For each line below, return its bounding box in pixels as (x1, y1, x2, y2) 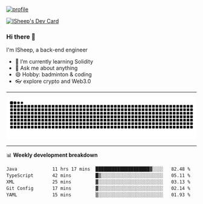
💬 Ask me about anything (14, 64, 78, 72)
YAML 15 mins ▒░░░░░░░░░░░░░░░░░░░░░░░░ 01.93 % (6, 191, 190, 198)
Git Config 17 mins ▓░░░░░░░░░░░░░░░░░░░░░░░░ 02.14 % (6, 185, 190, 191)
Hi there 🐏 (6, 32, 36, 41)
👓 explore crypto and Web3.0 (14, 77, 91, 85)
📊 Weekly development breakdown (6, 151, 98, 159)
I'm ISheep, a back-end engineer (6, 46, 88, 54)
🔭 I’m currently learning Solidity (14, 58, 94, 65)
